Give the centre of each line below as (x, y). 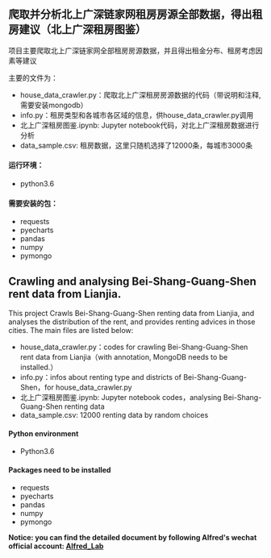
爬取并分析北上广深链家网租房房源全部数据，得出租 (135, 15)
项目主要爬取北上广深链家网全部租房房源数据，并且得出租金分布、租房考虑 (132, 50)
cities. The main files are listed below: (71, 331)
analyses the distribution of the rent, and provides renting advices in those (132, 322)
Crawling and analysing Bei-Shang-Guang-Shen (132, 281)
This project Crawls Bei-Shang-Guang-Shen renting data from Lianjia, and (131, 314)
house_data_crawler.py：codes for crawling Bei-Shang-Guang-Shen (134, 347)
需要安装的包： (33, 203)
